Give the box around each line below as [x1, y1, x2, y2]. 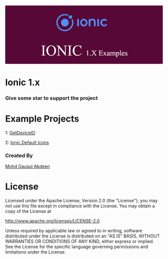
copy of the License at [5, 208, 51, 214]
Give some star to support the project [5, 95, 98, 102]
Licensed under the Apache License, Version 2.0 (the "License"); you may [5, 198, 158, 204]
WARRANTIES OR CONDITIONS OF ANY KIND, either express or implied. [5, 238, 154, 244]
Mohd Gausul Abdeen [5, 164, 50, 170]
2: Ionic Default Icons [5, 140, 49, 146]
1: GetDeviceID [5, 130, 36, 136]
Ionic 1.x [5, 77, 40, 88]
